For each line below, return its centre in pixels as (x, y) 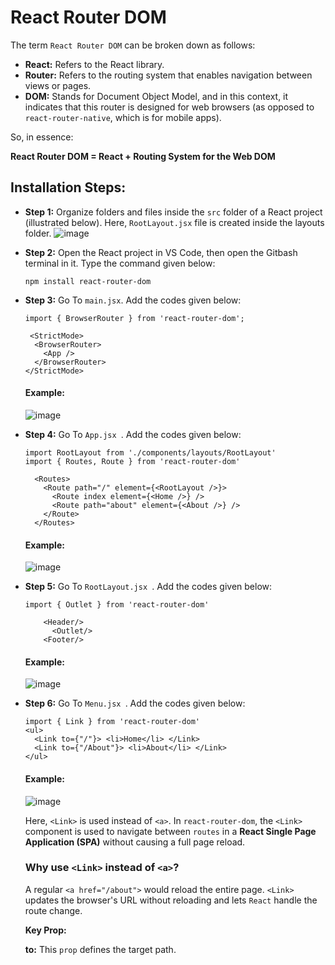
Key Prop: (45, 930)
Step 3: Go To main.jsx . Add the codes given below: (133, 300)
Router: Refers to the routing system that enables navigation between (168, 75)
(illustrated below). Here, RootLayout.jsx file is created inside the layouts (174, 222)
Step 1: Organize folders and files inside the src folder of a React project (173, 212)
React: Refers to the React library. (94, 64)
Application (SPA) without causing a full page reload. (135, 842)
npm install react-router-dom (88, 281)
